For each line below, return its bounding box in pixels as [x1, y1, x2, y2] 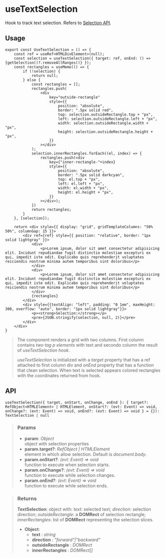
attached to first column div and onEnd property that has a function [17, 362, 154, 368]
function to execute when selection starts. [24, 462, 110, 468]
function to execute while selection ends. [24, 482, 108, 488]
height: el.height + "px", [58, 190, 113, 195]
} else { [23, 78, 41, 82]
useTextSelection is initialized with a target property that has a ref [17, 357, 150, 362]
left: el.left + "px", [58, 181, 105, 186]
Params [17, 424, 36, 431]
